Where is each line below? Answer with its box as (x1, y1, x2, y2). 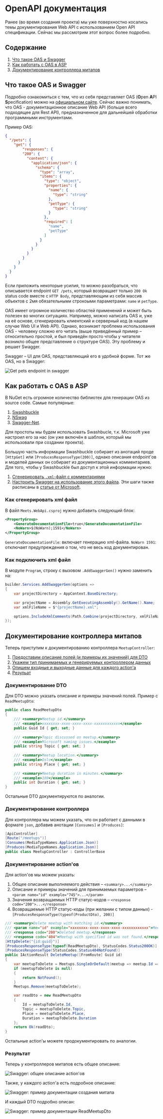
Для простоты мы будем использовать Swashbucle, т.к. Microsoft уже (5, 429, 150, 435)
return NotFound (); (22, 975, 62, 980)
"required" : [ (44, 220, 73, 224)
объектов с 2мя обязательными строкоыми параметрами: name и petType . (5, 298, 158, 304)
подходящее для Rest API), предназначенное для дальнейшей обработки (5, 109, 158, 115)
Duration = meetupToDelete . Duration (22, 1016, 97, 1021)
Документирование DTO (5, 682, 67, 689)
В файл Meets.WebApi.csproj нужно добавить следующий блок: (5, 507, 135, 513)
